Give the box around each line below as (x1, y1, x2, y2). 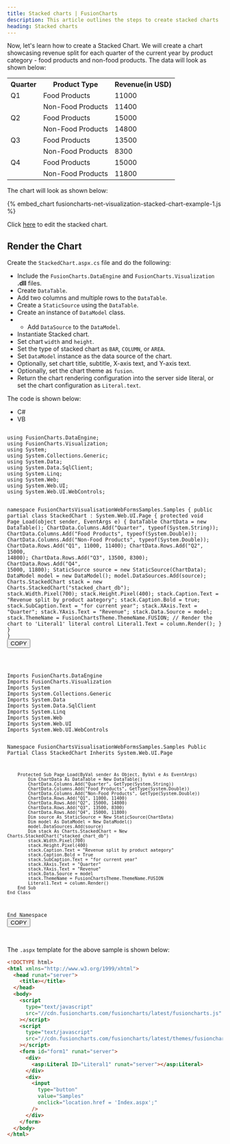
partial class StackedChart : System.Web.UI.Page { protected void (7, 513, 204, 520)
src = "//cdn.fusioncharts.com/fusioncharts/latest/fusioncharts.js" (25, 1009, 222, 1016)
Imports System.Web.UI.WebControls (7, 727, 109, 734)
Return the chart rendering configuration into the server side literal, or (16, 374, 214, 382)
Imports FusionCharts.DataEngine (7, 673, 103, 679)
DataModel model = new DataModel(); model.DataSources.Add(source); (7, 572, 207, 580)
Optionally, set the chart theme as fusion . (16, 366, 135, 375)
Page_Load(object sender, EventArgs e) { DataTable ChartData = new (7, 519, 207, 526)
